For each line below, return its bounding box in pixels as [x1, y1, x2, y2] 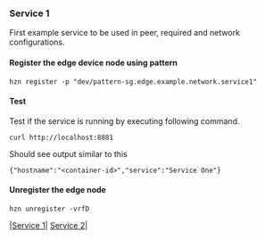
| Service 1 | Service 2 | [9, 219, 88, 230]
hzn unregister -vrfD [9, 204, 90, 213]
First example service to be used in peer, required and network [9, 28, 241, 38]
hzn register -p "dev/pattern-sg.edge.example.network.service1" [9, 77, 257, 87]
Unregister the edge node [9, 185, 107, 195]
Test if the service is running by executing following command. [9, 115, 240, 127]
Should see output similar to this [9, 148, 128, 159]
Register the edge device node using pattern [9, 57, 178, 68]
